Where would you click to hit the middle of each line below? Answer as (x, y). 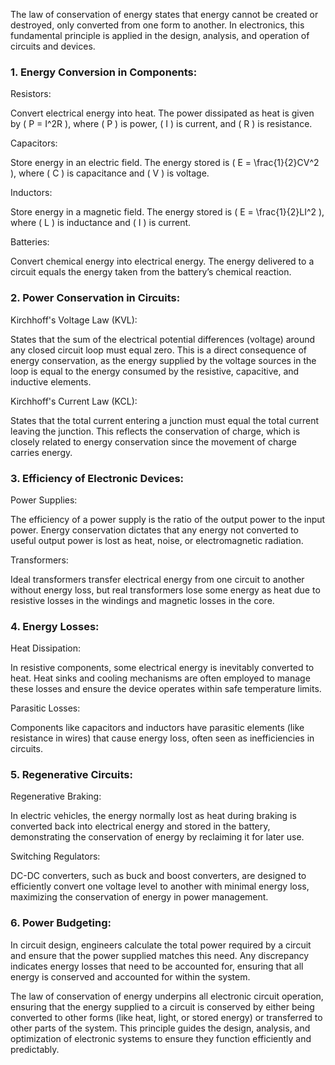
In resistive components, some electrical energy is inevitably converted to (162, 668)
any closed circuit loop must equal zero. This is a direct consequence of (159, 350)
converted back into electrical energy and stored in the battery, (140, 826)
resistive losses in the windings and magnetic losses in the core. (142, 600)
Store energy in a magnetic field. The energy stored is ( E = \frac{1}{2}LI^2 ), (167, 212)
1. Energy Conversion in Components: (104, 72)
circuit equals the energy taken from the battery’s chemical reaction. (151, 272)
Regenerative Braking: (56, 796)
